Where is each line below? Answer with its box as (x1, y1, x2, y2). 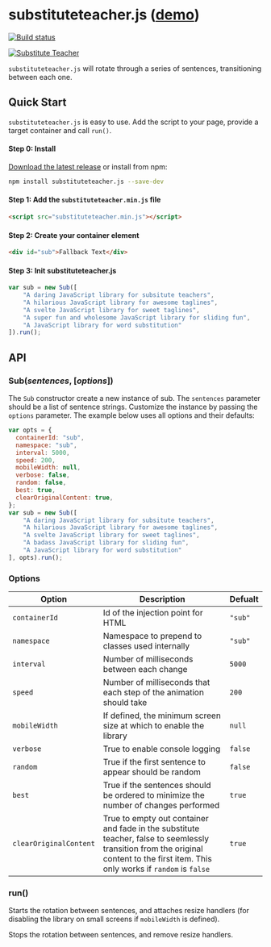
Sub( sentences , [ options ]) (8, 375, 115, 386)
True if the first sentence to (102, 757, 206, 768)
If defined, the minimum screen (102, 710, 222, 721)
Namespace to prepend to (102, 631, 202, 642)
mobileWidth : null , (15, 464, 81, 472)
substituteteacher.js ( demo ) (8, 6, 200, 24)
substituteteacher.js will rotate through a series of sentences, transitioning (8, 63, 262, 73)
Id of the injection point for (102, 607, 203, 619)
